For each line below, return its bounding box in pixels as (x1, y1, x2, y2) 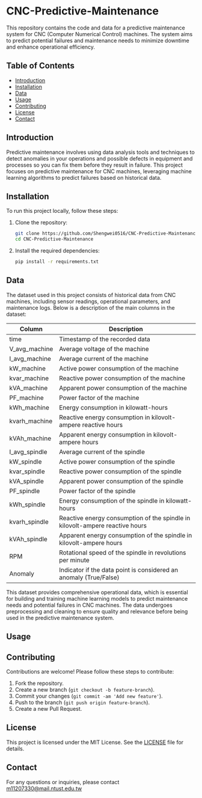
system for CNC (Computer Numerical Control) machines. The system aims (6, 30, 193, 37)
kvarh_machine (9, 417, 53, 425)
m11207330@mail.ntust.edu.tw (6, 785, 82, 792)
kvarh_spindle (9, 517, 49, 526)
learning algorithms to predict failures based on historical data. (6, 174, 162, 181)
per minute (59, 556, 90, 564)
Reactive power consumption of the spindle (59, 467, 182, 476)
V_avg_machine (9, 345, 54, 353)
